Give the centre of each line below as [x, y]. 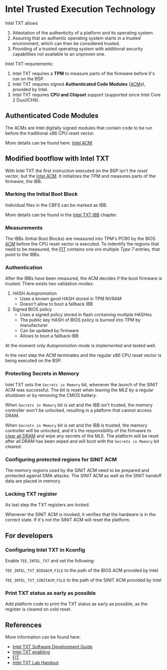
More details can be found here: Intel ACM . [49, 143]
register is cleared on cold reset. [38, 609]
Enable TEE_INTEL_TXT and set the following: [50, 561]
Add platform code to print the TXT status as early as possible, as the [77, 604]
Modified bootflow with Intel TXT [57, 159]
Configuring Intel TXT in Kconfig [45, 550]
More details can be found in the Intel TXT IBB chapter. [61, 215]
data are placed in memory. [33, 481]
